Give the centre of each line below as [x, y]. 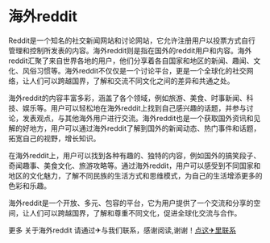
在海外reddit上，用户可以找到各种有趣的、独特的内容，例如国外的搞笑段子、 [135, 155]
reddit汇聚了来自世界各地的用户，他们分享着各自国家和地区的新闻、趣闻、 [131, 61]
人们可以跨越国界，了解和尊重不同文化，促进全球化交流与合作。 [135, 213]
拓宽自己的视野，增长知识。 [54, 138]
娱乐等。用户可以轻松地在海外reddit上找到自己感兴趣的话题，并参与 [135, 108]
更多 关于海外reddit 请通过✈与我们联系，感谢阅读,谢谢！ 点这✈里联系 [122, 230]
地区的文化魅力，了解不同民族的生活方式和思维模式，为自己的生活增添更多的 [135, 175]
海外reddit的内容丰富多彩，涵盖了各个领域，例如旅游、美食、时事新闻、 [128, 98]
